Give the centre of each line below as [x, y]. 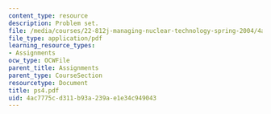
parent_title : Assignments [54, 68]
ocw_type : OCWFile [39, 61]
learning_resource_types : [52, 46]
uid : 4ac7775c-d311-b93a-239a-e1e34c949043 [83, 98]
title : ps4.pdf [34, 90]
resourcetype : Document [48, 83]
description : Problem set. [54, 23]
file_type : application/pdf [56, 38]
